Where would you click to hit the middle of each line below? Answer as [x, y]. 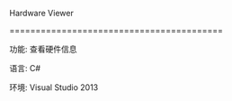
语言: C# [25, 68]
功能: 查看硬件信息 [43, 49]
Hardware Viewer [41, 13]
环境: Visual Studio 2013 [54, 87]
